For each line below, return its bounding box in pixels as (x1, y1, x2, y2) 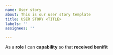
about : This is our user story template (5, 12, 91, 17)
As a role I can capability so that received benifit (5, 44, 108, 50)
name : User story (5, 7, 42, 12)
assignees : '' (5, 26, 35, 31)
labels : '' (5, 21, 28, 26)
